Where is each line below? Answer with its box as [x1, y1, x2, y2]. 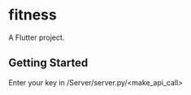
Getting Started [8, 56, 89, 70]
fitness [8, 6, 57, 24]
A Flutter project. [8, 32, 65, 42]
